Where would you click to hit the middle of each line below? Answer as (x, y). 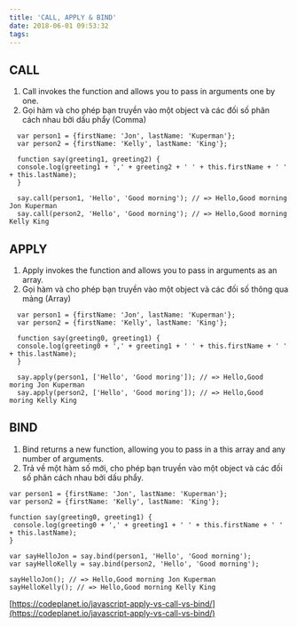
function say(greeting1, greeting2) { (89, 160)
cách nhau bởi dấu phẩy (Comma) (84, 120)
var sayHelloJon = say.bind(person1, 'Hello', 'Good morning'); (130, 556)
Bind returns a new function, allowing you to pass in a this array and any (154, 449)
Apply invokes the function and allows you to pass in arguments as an (149, 270)
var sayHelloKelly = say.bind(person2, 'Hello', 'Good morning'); (134, 564)
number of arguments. (63, 458)
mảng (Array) (46, 298)
